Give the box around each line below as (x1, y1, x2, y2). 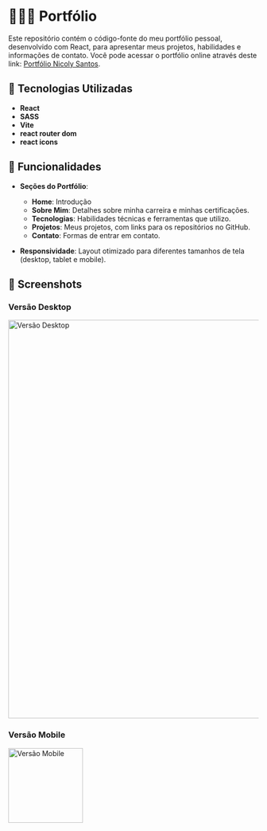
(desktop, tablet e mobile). (19, 254, 106, 264)
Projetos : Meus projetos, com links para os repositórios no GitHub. (31, 222, 250, 232)
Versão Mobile (8, 729, 66, 740)
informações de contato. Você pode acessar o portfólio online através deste (8, 50, 257, 60)
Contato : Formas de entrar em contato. (31, 230, 161, 240)
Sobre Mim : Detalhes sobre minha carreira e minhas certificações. (31, 205, 250, 214)
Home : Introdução (31, 197, 92, 206)
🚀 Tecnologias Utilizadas (8, 82, 133, 96)
